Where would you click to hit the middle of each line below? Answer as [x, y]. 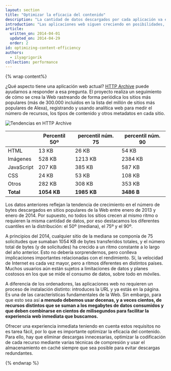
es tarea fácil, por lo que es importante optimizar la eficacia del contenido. [83, 332]
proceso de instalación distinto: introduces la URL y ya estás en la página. [83, 289]
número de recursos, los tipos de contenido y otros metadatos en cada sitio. [85, 113]
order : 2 [19, 43]
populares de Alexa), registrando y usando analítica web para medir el [79, 108]
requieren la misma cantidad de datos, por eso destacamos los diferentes [82, 221]
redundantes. [19, 353]
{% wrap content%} [26, 76]
